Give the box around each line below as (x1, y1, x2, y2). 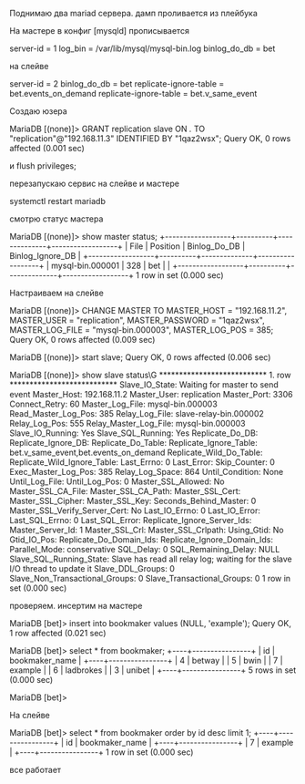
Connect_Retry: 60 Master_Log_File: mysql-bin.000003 (9, 398, 219, 409)
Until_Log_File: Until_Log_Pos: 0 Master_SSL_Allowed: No (9, 476, 225, 487)
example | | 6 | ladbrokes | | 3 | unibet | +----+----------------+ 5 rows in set (9, 665, 297, 676)
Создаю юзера (9, 106, 68, 117)
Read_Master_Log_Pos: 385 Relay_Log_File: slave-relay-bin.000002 (9, 408, 264, 418)
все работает (9, 765, 62, 775)
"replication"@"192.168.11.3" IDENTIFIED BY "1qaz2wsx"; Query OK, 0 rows (9, 133, 291, 144)
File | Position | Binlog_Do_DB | (129, 241, 246, 252)
